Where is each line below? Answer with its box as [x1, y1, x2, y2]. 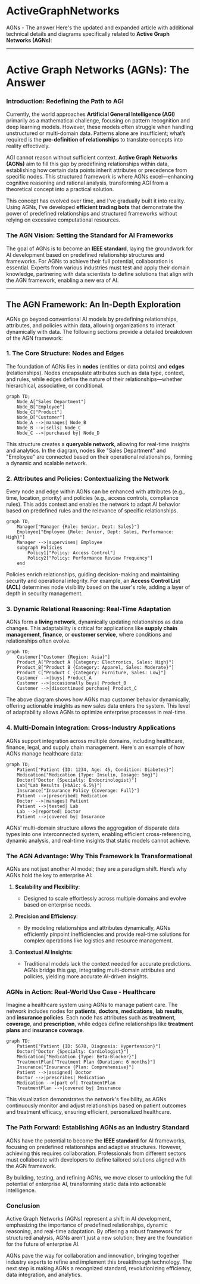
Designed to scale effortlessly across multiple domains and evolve [23, 895, 186, 902]
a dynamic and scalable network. [6, 459, 87, 466]
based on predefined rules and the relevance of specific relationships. [6, 507, 179, 514]
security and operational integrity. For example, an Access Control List [6, 578, 180, 585]
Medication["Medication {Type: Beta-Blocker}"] [17, 1054, 137, 1060]
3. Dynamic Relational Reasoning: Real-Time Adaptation [6, 605, 171, 613]
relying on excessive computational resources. [6, 216, 121, 223]
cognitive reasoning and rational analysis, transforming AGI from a [6, 179, 168, 186]
